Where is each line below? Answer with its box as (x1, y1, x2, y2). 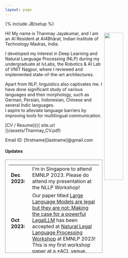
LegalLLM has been (32, 216, 78, 223)
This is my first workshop (32, 241, 91, 248)
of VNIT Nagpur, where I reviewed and (5, 66, 83, 72)
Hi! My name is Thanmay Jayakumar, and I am (5, 30, 98, 36)
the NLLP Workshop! (32, 184, 80, 191)
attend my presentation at (32, 177, 92, 184)
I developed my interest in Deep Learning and (5, 50, 97, 56)
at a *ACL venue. (47, 248, 87, 255)
